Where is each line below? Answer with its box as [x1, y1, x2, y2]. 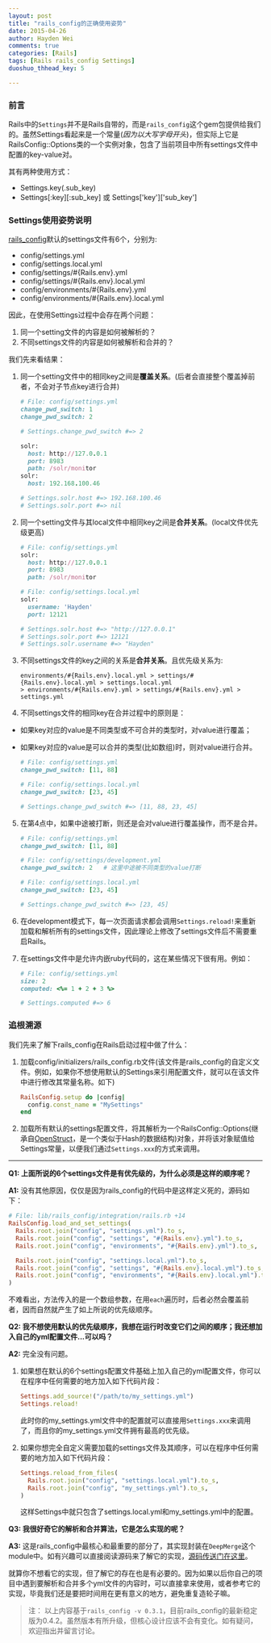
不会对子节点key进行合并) [34, 382, 120, 391]
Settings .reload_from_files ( [19, 1469, 119, 1477]
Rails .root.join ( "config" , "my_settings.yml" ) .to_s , [27, 1484, 209, 1492]
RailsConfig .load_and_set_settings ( [8, 1219, 131, 1227]
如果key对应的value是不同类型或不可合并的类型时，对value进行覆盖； [19, 725, 252, 735]
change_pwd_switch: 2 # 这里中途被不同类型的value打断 [19, 864, 202, 872]
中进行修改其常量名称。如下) [19, 1077, 115, 1086]
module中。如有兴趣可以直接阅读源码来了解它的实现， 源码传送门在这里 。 [8, 1551, 252, 1561]
